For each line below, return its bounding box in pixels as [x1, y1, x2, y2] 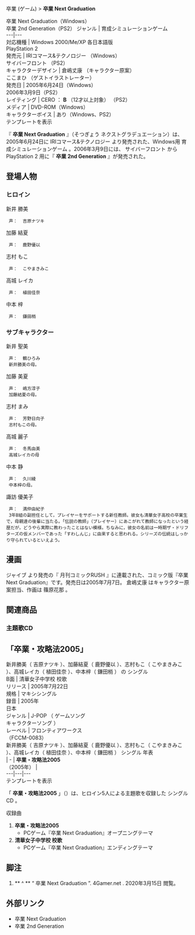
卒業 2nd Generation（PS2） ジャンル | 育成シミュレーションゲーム [6, 25, 168, 32]
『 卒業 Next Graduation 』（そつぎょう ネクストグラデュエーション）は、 [6, 131, 183, 138]
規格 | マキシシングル [6, 690, 57, 697]
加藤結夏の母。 [8, 391, 40, 398]
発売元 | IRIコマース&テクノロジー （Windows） [6, 52, 121, 59]
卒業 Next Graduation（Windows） [6, 18, 90, 25]
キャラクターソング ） [6, 719, 59, 726]
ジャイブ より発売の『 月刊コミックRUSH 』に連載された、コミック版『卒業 [6, 571, 189, 578]
